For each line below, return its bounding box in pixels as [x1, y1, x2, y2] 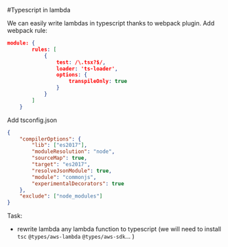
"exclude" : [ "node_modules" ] [19, 193, 103, 200]
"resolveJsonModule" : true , [32, 167, 112, 174]
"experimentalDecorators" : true [32, 180, 125, 187]
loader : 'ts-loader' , [56, 65, 118, 72]
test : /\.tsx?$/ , [56, 58, 106, 66]
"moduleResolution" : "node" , [32, 148, 115, 155]
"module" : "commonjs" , [32, 174, 97, 180]
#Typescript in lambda [7, 6, 71, 14]
